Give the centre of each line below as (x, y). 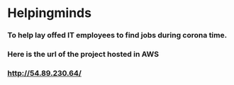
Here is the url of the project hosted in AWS (83, 55)
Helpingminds (50, 13)
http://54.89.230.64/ (44, 73)
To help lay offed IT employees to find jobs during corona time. (117, 35)
